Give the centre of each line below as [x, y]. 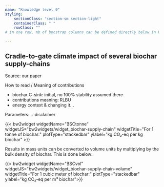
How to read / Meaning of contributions [45, 85]
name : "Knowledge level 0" [32, 10]
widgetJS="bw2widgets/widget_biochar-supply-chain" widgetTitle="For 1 [79, 129]
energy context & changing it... [43, 105]
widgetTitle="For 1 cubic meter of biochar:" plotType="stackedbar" [72, 174]
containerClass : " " [35, 23]
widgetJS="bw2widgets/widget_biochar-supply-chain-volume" [69, 168]
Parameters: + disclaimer [30, 114]
